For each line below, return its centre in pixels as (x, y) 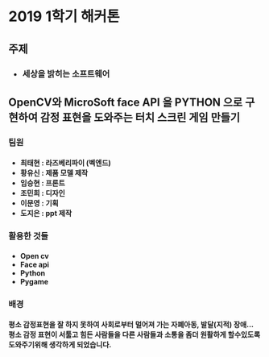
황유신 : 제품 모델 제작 (54, 173)
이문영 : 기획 (39, 203)
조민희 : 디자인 (43, 193)
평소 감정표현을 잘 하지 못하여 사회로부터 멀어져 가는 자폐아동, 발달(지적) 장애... (131, 325)
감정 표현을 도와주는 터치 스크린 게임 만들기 (140, 117)
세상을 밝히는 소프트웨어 (66, 73)
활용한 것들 (29, 236)
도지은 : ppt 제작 (46, 214)
